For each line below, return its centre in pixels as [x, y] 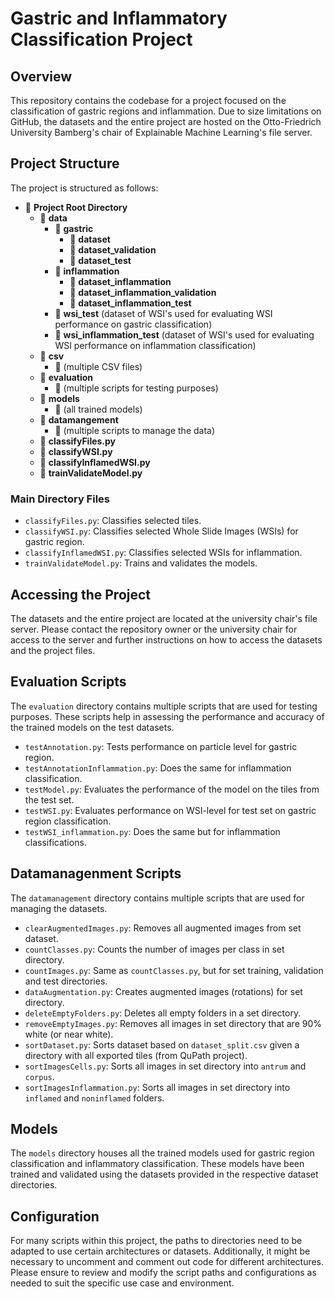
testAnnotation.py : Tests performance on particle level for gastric [161, 746]
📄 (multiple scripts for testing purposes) [136, 388]
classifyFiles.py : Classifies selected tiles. [113, 521]
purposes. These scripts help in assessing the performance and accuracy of [167, 716]
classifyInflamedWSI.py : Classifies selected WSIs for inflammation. [163, 553]
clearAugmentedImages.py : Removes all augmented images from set [163, 928]
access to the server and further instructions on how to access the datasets [166, 639]
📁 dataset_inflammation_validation [143, 292]
